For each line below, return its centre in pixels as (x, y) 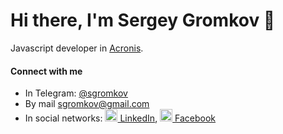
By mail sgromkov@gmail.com (87, 104)
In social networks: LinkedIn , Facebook (120, 118)
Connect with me (46, 71)
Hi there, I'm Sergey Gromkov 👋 (143, 20)
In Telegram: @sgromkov (76, 93)
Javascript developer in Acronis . (77, 48)
